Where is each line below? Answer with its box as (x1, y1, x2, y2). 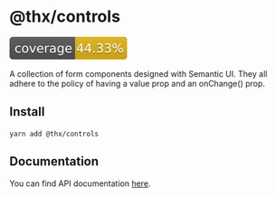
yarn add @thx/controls (9, 129, 100, 138)
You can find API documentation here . (9, 178, 151, 189)
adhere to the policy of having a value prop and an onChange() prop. (9, 78, 265, 89)
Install (9, 104, 45, 119)
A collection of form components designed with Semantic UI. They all (9, 68, 268, 79)
